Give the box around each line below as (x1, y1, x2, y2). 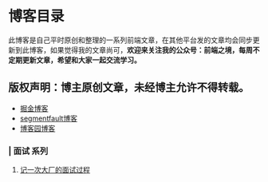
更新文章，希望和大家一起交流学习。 (22, 55, 141, 65)
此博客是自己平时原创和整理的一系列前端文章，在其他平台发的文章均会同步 (8, 35, 253, 45)
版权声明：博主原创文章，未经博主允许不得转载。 (8, 81, 250, 94)
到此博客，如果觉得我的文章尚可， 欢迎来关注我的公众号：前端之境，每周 (14, 45, 253, 54)
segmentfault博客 (19, 113, 78, 123)
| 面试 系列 (8, 145, 49, 156)
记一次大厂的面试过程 (19, 165, 90, 175)
